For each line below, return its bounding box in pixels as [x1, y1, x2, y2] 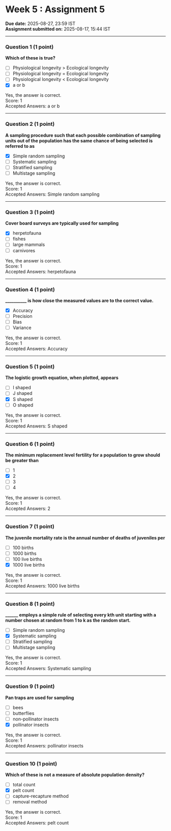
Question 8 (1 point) [5, 600, 55, 607]
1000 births [12, 550, 37, 556]
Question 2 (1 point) [5, 121, 55, 128]
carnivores [12, 247, 36, 253]
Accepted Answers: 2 [5, 505, 51, 512]
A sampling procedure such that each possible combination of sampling [5, 132, 161, 138]
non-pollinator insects [12, 716, 59, 722]
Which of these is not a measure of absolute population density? [5, 772, 145, 778]
